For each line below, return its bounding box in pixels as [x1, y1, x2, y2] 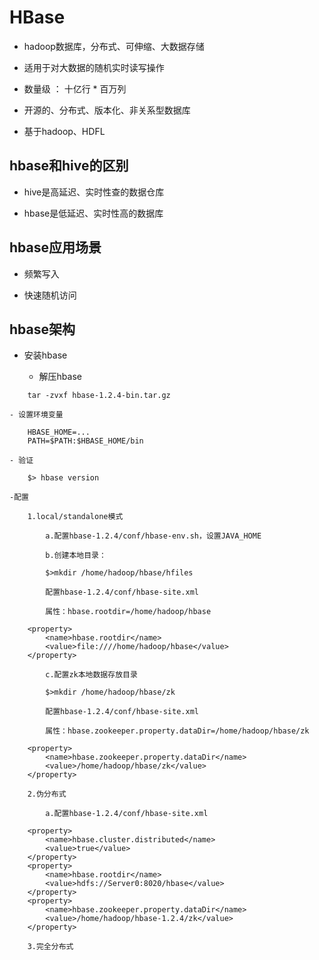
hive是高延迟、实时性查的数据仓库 [23, 186, 165, 198]
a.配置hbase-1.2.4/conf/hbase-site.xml [45, 809, 209, 819]
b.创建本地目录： [45, 551, 107, 561]
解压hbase [38, 371, 82, 383]
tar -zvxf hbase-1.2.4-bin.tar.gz [27, 391, 171, 401]
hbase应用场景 [9, 239, 102, 256]
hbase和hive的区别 [9, 157, 129, 175]
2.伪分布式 [27, 789, 67, 800]
